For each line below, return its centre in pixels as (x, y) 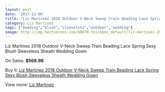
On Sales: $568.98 (25, 61)
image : (12, 32)
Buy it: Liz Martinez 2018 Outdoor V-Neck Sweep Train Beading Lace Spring (82, 70)
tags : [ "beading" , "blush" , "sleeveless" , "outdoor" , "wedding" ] (69, 28)
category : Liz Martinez (29, 23)
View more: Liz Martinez (30, 85)
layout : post (18, 9)
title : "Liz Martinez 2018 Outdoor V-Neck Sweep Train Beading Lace (77, 18)
